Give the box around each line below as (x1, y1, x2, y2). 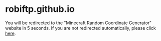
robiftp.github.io (5, 3, 75, 15)
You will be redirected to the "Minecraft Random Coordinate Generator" (5, 20, 152, 26)
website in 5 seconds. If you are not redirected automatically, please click (5, 25, 156, 31)
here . (5, 30, 16, 36)
